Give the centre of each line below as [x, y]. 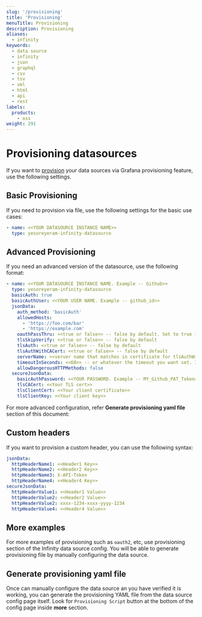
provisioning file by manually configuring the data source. [78, 555]
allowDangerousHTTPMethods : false [60, 368]
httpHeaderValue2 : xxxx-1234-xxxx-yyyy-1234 [68, 503]
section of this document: [38, 414]
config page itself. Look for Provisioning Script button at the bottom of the [100, 601]
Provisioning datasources [72, 154]
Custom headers [38, 433]
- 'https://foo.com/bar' [53, 323]
